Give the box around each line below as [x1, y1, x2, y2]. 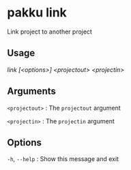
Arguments [7, 86, 57, 97]
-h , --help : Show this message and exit [7, 155, 119, 163]
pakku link [7, 5, 67, 21]
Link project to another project [7, 27, 92, 36]
